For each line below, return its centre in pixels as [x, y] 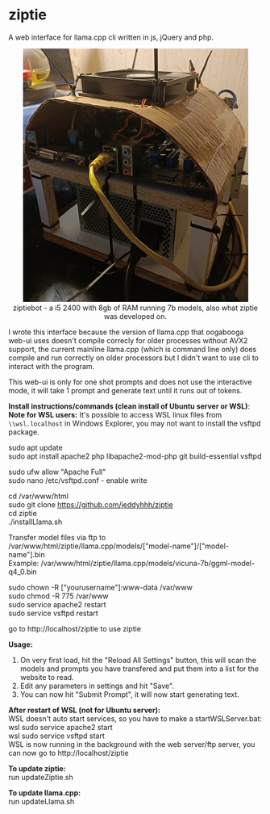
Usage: [21, 644]
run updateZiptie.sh [41, 777]
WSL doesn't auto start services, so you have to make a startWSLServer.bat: [135, 718]
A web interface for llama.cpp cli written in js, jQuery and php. [111, 37]
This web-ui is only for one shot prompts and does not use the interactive [130, 382]
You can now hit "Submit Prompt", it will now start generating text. [129, 694]
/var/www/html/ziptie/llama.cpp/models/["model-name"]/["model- [119, 546]
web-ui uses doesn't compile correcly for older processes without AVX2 [128, 340]
